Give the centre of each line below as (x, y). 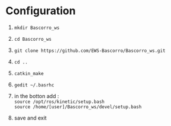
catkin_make (29, 73)
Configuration (41, 11)
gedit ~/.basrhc (34, 85)
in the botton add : (36, 96)
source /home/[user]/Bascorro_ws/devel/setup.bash (78, 107)
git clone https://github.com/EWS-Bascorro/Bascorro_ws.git (90, 51)
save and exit (30, 118)
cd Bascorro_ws (33, 39)
